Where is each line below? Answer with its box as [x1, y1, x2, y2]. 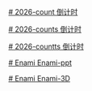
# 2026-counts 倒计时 [8, 24, 82, 34]
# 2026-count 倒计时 [8, 7, 78, 16]
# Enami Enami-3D [8, 74, 71, 83]
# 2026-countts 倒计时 [8, 41, 85, 51]
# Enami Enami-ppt [8, 58, 73, 67]
